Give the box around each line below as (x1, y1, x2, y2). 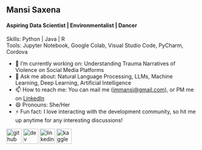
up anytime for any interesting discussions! (15, 116, 123, 123)
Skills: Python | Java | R (6, 35, 66, 42)
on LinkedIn (15, 94, 45, 102)
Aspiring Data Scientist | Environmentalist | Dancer (6, 21, 138, 29)
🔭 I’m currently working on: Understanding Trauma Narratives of (15, 60, 176, 67)
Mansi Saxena (6, 5, 61, 15)
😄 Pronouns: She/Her (15, 101, 70, 108)
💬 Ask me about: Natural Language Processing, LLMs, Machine (15, 73, 173, 80)
